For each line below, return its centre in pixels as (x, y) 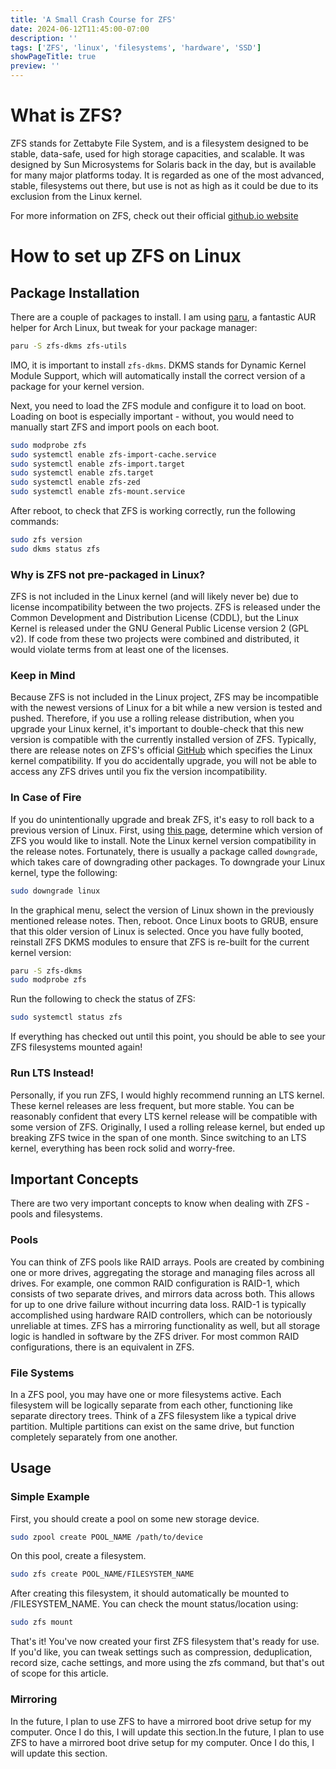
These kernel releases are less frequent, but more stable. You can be (152, 1105)
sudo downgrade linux (55, 891)
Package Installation (75, 292)
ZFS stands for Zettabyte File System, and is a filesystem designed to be (159, 143)
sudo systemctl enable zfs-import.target (98, 464)
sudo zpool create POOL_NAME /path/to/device (106, 1537)
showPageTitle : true (53, 57)
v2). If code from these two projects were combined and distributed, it (155, 639)
